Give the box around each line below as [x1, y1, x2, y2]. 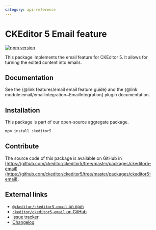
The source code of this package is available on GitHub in [5, 155, 122, 161]
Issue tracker [12, 214, 39, 220]
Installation [5, 106, 40, 115]
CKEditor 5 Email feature [5, 28, 107, 39]
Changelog [12, 219, 35, 225]
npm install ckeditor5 [5, 129, 52, 134]
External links [5, 190, 48, 199]
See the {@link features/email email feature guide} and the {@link [5, 86, 138, 92]
